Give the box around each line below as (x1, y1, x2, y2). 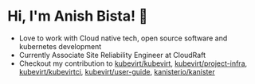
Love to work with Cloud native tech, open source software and (18, 33, 228, 43)
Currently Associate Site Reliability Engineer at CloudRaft (18, 50, 206, 59)
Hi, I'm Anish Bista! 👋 (7, 7, 148, 25)
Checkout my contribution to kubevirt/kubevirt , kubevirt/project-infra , (18, 59, 248, 68)
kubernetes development (18, 41, 102, 51)
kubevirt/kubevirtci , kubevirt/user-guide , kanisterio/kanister (18, 67, 216, 76)
